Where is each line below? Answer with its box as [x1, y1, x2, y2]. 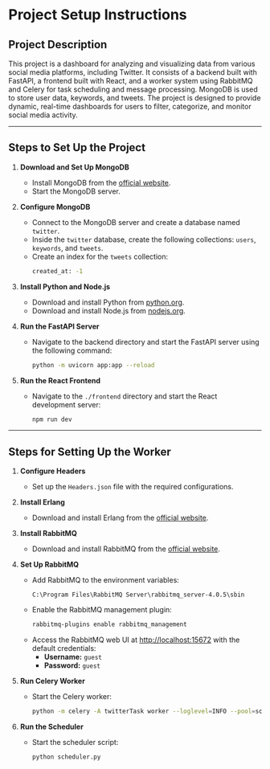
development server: [31, 399, 101, 409]
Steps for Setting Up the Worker [8, 444, 171, 459]
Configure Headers [19, 466, 86, 476]
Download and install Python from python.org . [31, 297, 185, 307]
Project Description [8, 38, 108, 51]
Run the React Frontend [19, 375, 101, 385]
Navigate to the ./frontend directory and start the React [31, 391, 218, 401]
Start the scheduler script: [31, 738, 119, 747]
